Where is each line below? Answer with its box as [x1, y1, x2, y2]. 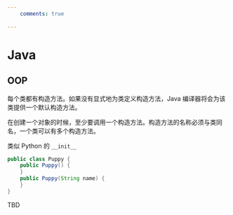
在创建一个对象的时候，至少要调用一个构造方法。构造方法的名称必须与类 [7, 118, 216, 126]
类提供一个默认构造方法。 [7, 103, 81, 111]
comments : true [20, 10, 65, 18]
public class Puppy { [7, 155, 71, 162]
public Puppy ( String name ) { [20, 175, 105, 182]
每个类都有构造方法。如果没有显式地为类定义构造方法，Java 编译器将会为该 [7, 94, 226, 102]
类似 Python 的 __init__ [7, 141, 77, 150]
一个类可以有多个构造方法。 [19, 127, 100, 135]
